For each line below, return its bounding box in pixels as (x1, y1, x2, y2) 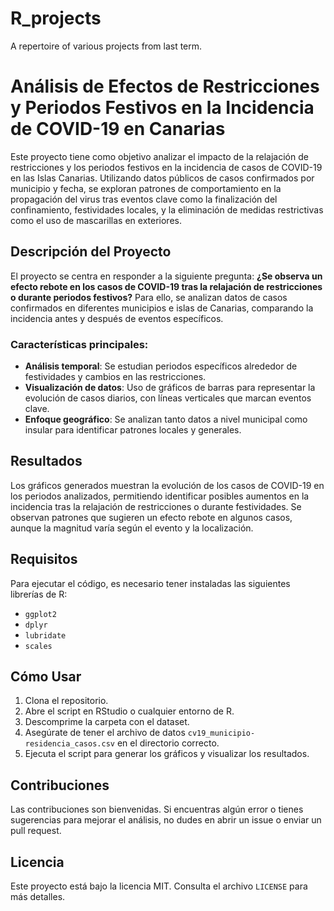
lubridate (24, 630, 67, 641)
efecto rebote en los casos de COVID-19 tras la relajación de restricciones (10, 280, 323, 292)
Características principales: (10, 337, 149, 351)
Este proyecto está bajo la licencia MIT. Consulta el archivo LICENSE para (10, 880, 308, 892)
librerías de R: (10, 588, 68, 600)
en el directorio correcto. (116, 737, 220, 749)
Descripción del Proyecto (10, 243, 172, 261)
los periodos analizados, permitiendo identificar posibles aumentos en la (10, 490, 310, 502)
